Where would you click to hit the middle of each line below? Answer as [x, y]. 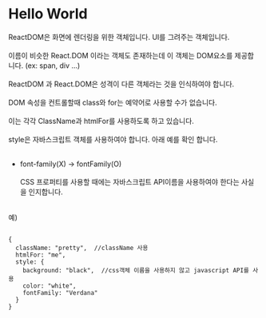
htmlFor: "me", [41, 255]
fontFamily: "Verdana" [60, 292]
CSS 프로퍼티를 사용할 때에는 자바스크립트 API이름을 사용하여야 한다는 [129, 181]
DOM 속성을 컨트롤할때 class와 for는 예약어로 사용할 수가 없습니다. [113, 102]
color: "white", [50, 286]
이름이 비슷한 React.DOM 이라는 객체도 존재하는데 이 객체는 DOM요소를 [121, 55]
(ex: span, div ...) [53, 66]
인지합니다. [46, 192]
